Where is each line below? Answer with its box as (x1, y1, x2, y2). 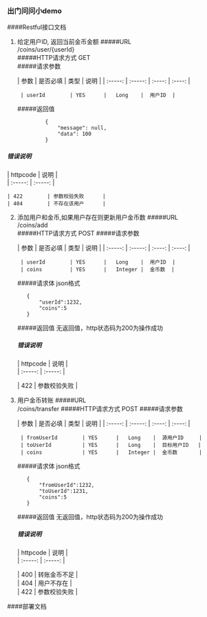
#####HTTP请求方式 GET (17, 54, 91, 62)
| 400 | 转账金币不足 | (17, 570, 78, 579)
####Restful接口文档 (7, 23, 67, 32)
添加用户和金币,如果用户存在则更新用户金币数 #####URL (17, 213, 179, 222)
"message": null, (57, 125, 107, 132)
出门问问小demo (7, 6, 62, 15)
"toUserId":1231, (39, 488, 89, 495)
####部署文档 (7, 603, 47, 611)
